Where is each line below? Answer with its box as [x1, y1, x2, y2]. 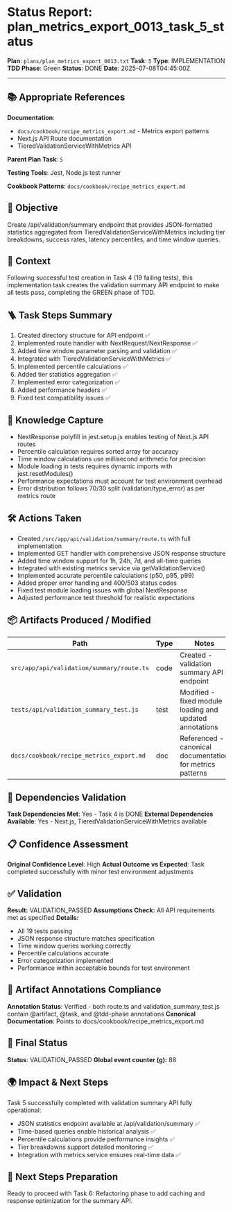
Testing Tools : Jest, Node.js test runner [7, 168, 121, 177]
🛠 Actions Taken [7, 513, 82, 524]
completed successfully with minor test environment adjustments [7, 868, 194, 876]
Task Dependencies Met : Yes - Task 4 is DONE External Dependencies [7, 810, 214, 819]
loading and [180, 705, 218, 715]
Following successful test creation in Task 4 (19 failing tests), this [7, 273, 193, 282]
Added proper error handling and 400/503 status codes [17, 579, 177, 587]
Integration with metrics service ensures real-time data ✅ [17, 1150, 182, 1159]
